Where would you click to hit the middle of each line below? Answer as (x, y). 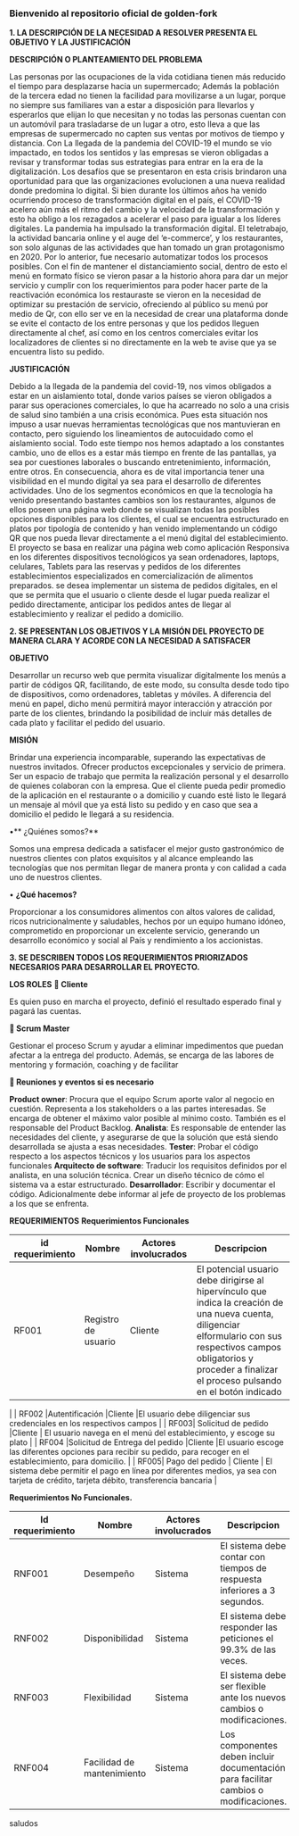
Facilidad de (109, 1763)
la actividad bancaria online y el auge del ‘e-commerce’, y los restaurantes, (146, 238)
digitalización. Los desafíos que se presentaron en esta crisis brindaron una (148, 171)
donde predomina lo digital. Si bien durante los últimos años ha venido (138, 191)
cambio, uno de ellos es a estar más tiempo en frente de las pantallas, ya (143, 453)
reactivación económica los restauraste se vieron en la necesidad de (135, 295)
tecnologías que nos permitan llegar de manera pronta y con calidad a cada (148, 868)
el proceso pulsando (239, 1381)
